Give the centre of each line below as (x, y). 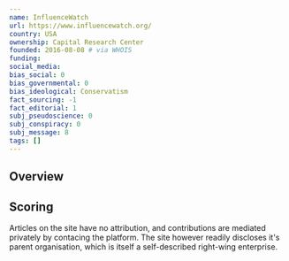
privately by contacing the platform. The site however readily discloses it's (144, 237)
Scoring (31, 207)
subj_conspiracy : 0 (45, 125)
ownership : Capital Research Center (76, 42)
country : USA (33, 34)
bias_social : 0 (37, 75)
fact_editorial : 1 (43, 108)
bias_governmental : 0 (49, 83)
